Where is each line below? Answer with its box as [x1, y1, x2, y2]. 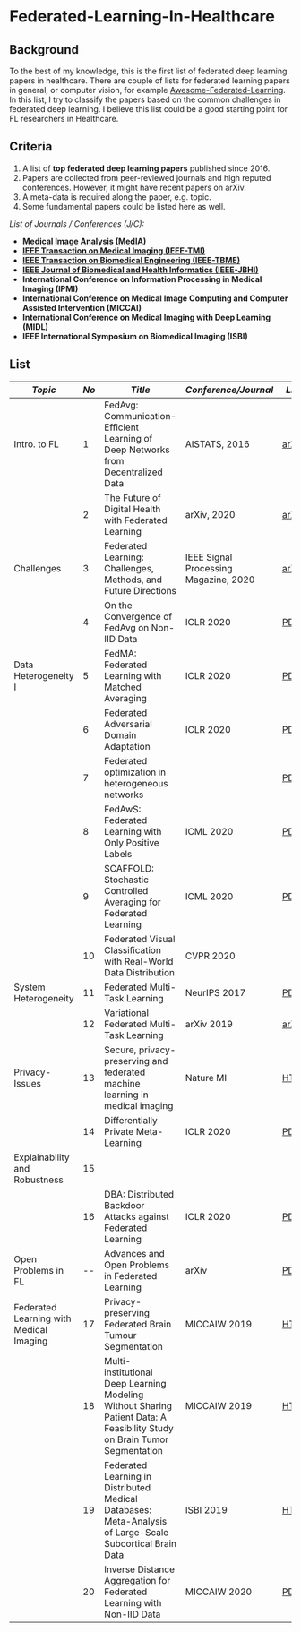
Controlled [104, 884, 149, 897]
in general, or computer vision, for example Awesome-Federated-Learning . [9, 85, 287, 95]
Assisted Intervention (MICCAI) [21, 302, 142, 313]
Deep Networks [104, 443, 170, 456]
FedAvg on [104, 621, 150, 633]
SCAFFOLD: [104, 862, 155, 874]
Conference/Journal [185, 383, 274, 396]
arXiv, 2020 [185, 508, 236, 520]
